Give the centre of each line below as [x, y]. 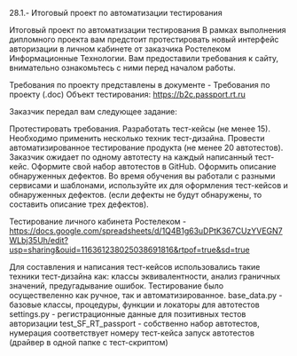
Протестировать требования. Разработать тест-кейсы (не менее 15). [140, 129]
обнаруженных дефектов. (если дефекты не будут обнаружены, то [136, 195]
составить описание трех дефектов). [79, 204]
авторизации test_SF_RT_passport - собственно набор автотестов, [134, 324]
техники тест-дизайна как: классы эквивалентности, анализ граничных [145, 276]
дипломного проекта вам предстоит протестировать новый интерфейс [144, 40]
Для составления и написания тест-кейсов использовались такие [135, 267]
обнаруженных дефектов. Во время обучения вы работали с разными [142, 176]
